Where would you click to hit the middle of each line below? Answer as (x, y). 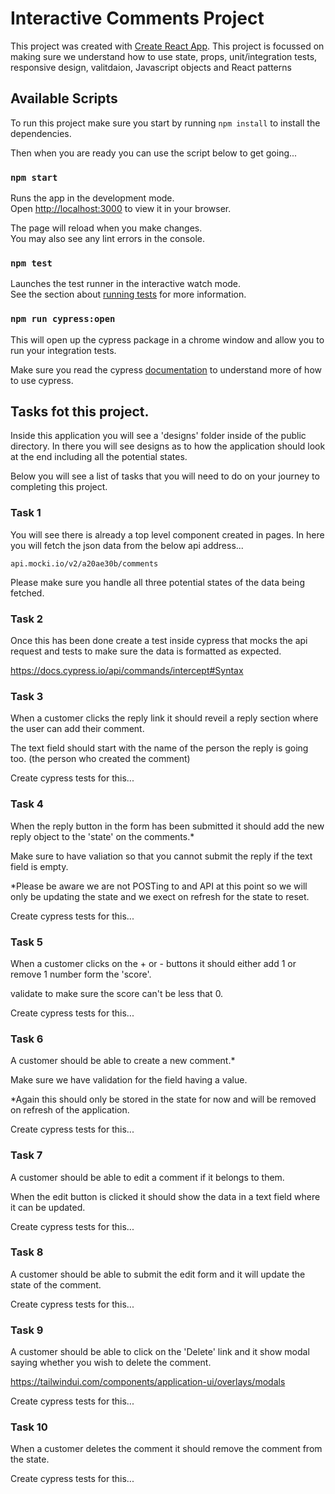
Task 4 (27, 804)
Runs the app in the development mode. (92, 198)
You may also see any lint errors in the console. (107, 239)
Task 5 (26, 942)
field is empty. (39, 866)
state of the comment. (56, 1284)
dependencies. (41, 133)
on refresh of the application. (70, 1110)
